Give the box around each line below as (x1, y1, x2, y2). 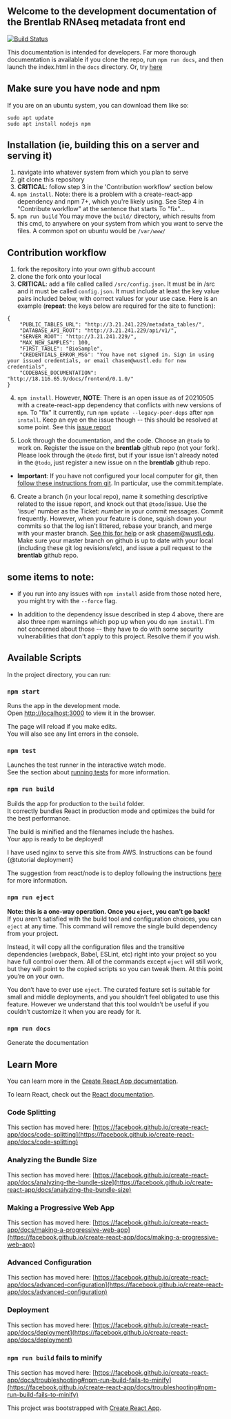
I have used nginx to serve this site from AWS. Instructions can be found (7, 848, 212, 857)
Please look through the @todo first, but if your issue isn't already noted (17, 451, 219, 460)
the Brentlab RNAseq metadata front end (7, 17, 186, 28)
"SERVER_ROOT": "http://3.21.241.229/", (19, 333, 137, 340)
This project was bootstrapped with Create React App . (7, 1404, 162, 1412)
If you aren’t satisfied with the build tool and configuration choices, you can (7, 914, 222, 923)
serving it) (7, 150, 53, 162)
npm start (7, 687, 40, 696)
